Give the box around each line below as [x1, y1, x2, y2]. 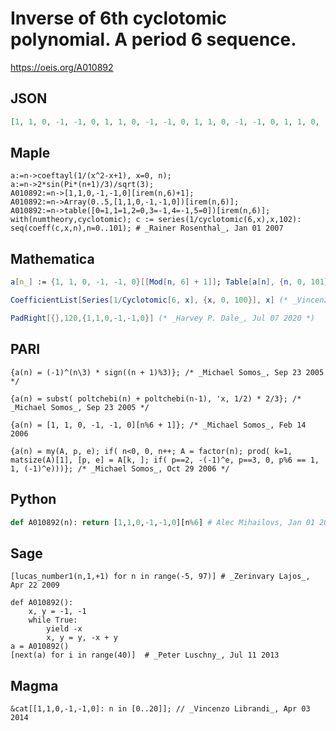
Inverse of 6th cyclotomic [10, 7, 228, 30]
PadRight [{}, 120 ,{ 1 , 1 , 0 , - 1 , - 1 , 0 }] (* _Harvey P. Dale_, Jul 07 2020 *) [10, 313, 316, 323]
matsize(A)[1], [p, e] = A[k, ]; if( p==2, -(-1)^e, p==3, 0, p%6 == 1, [10, 455, 320, 465]
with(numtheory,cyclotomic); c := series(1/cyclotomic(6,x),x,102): [10, 215, 302, 225]
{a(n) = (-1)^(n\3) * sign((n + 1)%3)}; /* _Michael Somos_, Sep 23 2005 [10, 367, 325, 377]
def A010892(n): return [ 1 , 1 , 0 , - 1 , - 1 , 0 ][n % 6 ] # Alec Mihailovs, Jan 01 [10, 517, 316, 527]
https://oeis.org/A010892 [10, 61, 114, 73]
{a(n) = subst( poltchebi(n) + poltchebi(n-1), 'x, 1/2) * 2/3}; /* [10, 393, 302, 404]
